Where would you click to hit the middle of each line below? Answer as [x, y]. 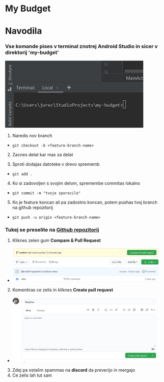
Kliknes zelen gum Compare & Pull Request [56, 240]
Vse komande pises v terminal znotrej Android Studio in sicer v [82, 46]
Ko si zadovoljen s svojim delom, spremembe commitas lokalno [76, 183]
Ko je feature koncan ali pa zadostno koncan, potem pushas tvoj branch [85, 202]
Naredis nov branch [32, 135]
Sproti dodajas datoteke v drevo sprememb [56, 164]
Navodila [24, 31]
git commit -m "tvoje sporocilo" [46, 193]
